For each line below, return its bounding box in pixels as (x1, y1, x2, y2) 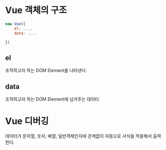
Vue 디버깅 (5, 115, 49, 127)
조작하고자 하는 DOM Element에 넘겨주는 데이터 (5, 96, 99, 102)
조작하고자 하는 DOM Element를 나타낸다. (5, 67, 87, 73)
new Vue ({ (5, 21, 26, 26)
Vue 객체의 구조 (5, 4, 67, 16)
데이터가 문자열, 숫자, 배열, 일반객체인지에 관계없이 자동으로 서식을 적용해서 (5, 133, 152, 139)
